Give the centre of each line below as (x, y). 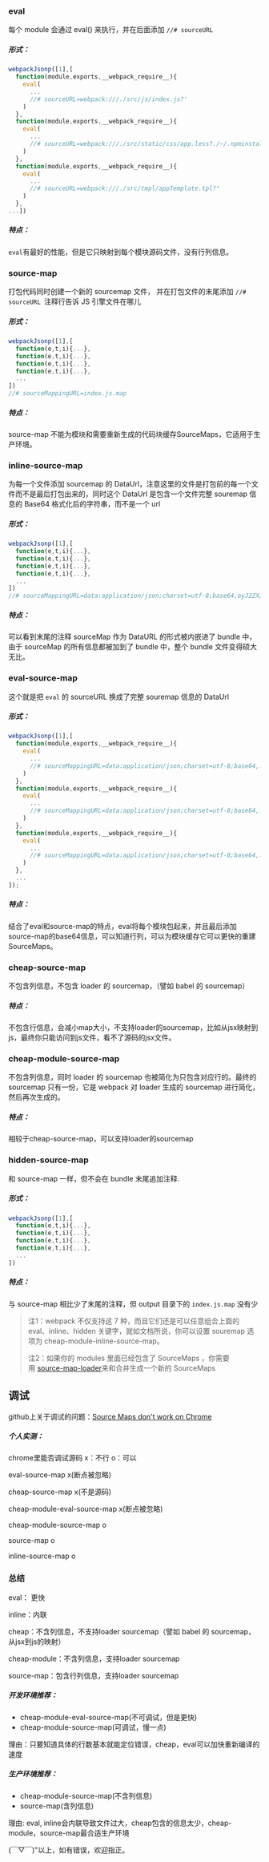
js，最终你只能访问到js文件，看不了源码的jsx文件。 (92, 1038)
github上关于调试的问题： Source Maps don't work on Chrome (110, 1416)
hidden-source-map (49, 1160)
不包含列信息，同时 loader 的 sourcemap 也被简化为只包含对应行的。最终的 (132, 1077)
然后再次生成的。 (36, 1097)
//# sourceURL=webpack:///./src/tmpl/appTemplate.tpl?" (124, 189)
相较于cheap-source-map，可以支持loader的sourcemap (101, 1139)
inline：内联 (28, 1614)
